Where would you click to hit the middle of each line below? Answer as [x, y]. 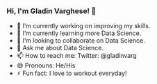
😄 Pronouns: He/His [46, 65]
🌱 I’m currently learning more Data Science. [79, 33]
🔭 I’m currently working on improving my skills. [83, 26]
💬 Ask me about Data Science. [60, 48]
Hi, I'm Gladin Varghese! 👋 [51, 11]
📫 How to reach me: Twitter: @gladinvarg [76, 56]
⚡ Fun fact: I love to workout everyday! [72, 73]
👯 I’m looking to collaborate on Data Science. [81, 41]
